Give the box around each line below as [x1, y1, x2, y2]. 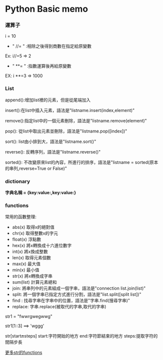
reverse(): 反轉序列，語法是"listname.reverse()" [5, 149, 101, 155]
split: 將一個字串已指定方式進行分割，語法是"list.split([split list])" [12, 292, 141, 297]
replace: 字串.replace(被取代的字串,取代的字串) [12, 304, 107, 310]
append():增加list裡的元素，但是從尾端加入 [5, 97, 91, 103]
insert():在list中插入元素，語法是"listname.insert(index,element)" [5, 107, 135, 113]
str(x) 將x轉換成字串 [12, 273, 53, 279]
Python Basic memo [5, 3, 88, 15]
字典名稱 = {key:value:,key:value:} [5, 190, 76, 196]
